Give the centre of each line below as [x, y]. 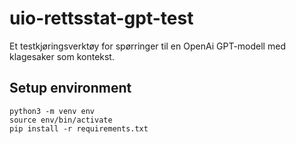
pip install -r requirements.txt [79, 128]
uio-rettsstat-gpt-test [101, 18]
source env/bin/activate [61, 120]
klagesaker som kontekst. [62, 56]
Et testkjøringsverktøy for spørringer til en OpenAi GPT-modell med [147, 46]
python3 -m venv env [52, 111]
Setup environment [70, 88]
